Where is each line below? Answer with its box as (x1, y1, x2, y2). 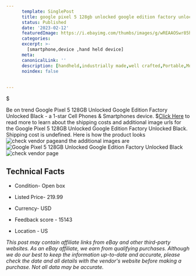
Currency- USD (14, 205, 52, 212)
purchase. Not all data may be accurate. (6, 263, 104, 270)
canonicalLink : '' (21, 57, 66, 63)
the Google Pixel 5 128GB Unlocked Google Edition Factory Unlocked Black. (6, 125, 188, 132)
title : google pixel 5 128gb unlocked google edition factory (21, 14, 176, 20)
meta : (21, 52, 35, 58)
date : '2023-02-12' (21, 25, 69, 31)
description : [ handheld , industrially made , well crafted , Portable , (21, 62, 187, 69)
